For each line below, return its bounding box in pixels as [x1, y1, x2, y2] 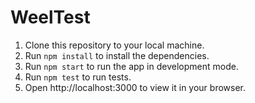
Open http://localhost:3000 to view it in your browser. [24, 81, 247, 93]
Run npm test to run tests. [24, 71, 132, 83]
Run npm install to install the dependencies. [24, 49, 210, 61]
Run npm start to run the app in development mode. [24, 60, 239, 72]
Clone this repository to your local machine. [24, 39, 205, 51]
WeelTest [10, 6, 91, 29]
